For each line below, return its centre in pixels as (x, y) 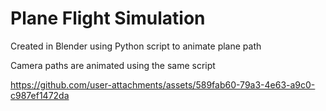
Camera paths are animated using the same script (113, 65)
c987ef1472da (40, 95)
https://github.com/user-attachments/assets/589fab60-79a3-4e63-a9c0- (163, 84)
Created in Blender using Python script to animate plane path (136, 46)
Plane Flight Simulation (108, 18)
